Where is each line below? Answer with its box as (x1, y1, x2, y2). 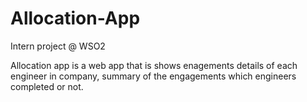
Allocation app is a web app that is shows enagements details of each (10, 59, 298, 71)
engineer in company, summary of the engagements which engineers (10, 70, 297, 82)
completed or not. (10, 80, 84, 92)
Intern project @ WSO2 (10, 40, 106, 52)
